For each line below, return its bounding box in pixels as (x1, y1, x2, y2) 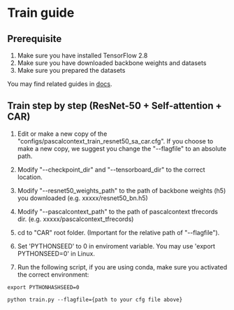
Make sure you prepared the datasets (17, 66, 126, 74)
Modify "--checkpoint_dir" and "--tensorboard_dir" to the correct (17, 165, 205, 174)
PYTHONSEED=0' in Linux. (17, 249, 96, 258)
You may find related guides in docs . (7, 80, 113, 88)
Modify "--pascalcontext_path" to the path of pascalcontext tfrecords (17, 207, 219, 216)
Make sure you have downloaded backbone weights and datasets (17, 59, 207, 67)
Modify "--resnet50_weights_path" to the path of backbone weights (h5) (17, 186, 226, 195)
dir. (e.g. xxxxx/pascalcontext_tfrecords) (17, 215, 134, 223)
